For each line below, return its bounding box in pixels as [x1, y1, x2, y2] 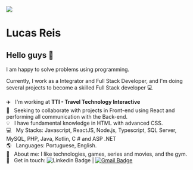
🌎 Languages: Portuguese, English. [6, 142, 97, 149]
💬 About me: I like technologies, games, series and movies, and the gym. [6, 150, 188, 157]
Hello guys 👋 [6, 50, 54, 60]
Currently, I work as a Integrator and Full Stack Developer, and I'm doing [6, 78, 183, 84]
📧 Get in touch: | [6, 157, 94, 163]
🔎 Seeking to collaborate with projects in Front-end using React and [6, 107, 175, 114]
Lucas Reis [6, 26, 61, 40]
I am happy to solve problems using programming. [6, 66, 130, 73]
